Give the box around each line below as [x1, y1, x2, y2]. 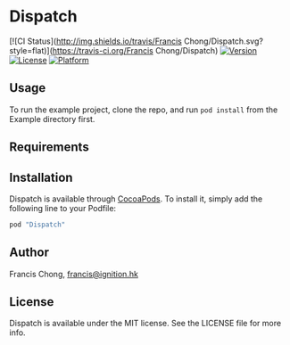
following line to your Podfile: [9, 202, 117, 213]
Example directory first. [9, 113, 95, 124]
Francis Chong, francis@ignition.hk [9, 268, 138, 279]
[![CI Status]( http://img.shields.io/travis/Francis [9, 36, 183, 46]
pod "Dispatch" [9, 220, 66, 229]
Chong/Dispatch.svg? [184, 36, 263, 46]
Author [9, 245, 49, 260]
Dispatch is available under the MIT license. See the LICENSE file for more [9, 318, 282, 329]
